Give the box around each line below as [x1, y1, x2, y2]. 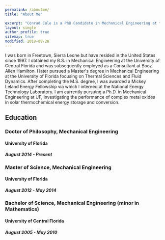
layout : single [5, 25, 36, 30]
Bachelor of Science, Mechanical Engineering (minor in [5, 200, 139, 207]
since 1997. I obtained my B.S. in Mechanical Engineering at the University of [5, 57, 160, 63]
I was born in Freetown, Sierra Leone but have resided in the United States [5, 52, 156, 58]
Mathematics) [5, 206, 39, 213]
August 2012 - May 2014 [5, 187, 56, 193]
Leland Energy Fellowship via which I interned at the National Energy [5, 83, 144, 89]
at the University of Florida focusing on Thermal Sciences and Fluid [5, 73, 141, 79]
